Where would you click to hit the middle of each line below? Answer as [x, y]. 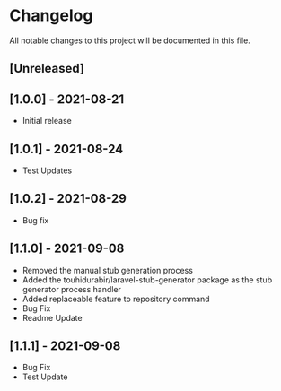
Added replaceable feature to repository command [116, 299]
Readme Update [52, 317]
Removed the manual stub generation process [107, 270]
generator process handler [71, 289]
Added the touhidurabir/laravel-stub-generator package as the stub [147, 280]
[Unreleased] [47, 69]
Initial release [47, 121]
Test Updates [47, 170]
